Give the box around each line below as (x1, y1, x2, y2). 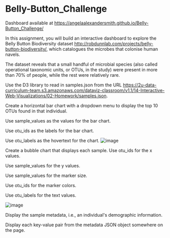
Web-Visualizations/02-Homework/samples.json (5, 93, 107, 99)
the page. (5, 227, 25, 233)
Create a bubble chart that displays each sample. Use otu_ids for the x (5, 147, 152, 153)
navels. (5, 51, 20, 57)
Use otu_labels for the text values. (5, 192, 77, 198)
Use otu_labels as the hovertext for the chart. (5, 137, 100, 143)
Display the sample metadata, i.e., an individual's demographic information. (5, 212, 163, 218)
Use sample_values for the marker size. (5, 172, 87, 178)
